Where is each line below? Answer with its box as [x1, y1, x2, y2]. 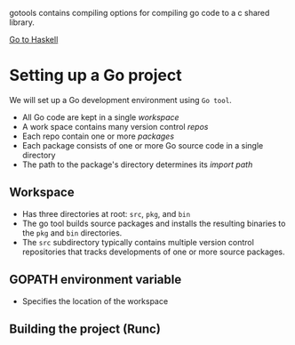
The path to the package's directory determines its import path [21, 159, 253, 170]
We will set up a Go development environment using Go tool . [9, 94, 233, 105]
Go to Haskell [9, 35, 59, 44]
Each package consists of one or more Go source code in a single [21, 140, 264, 150]
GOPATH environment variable [9, 272, 182, 287]
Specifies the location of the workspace [21, 295, 169, 306]
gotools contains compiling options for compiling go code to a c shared [9, 8, 270, 18]
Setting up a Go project [9, 66, 182, 85]
